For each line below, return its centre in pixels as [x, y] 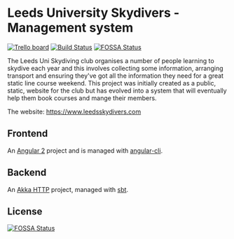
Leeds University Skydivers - [94, 13]
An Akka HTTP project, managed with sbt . [68, 189]
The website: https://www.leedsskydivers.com [74, 111]
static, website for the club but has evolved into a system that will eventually [117, 90]
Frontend [28, 134]
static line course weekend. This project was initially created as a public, [112, 83]
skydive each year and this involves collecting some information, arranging [115, 68]
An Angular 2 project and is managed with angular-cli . [85, 150]
